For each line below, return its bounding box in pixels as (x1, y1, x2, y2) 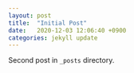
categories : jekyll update (8, 33, 98, 42)
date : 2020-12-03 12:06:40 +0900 (8, 26, 127, 34)
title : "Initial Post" (8, 19, 88, 27)
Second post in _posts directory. (8, 56, 115, 65)
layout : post (8, 11, 52, 20)
